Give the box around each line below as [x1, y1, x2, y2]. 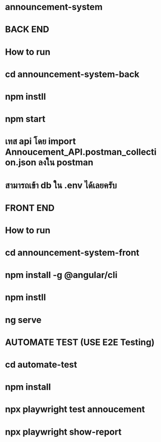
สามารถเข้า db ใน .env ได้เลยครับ [5, 180, 117, 191]
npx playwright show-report [5, 426, 122, 437]
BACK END [5, 24, 50, 35]
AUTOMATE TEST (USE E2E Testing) [5, 337, 155, 348]
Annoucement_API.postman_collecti [5, 146, 157, 158]
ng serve [5, 314, 41, 326]
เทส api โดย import [5, 136, 76, 147]
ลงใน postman [38, 157, 94, 168]
